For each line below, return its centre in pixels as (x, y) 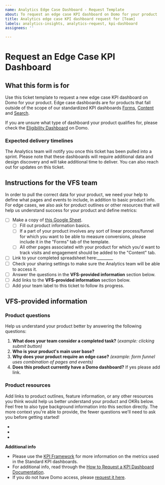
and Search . (17, 113)
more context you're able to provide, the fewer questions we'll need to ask (81, 412)
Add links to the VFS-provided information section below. (71, 280)
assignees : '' (20, 28)
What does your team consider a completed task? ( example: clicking (83, 341)
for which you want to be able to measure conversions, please (83, 237)
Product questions (28, 316)
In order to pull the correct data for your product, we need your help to (77, 195)
